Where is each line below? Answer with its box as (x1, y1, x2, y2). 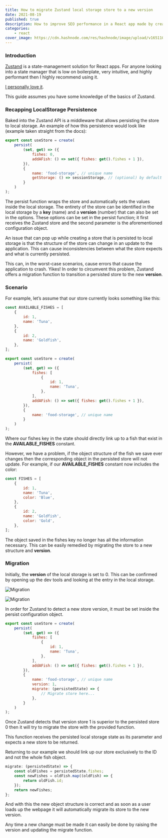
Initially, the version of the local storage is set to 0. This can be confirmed (5, 571, 157, 577)
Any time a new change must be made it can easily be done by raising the (5, 821, 157, 827)
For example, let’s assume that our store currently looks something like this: (5, 295, 161, 302)
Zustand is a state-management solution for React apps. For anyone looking (5, 63, 161, 69)
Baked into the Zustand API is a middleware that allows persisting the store (5, 118, 159, 124)
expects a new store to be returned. (5, 739, 79, 746)
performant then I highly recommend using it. (5, 74, 98, 80)
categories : (5, 26, 30, 31)
